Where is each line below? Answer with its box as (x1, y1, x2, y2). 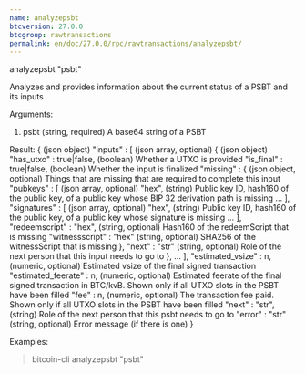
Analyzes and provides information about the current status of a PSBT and (9, 81, 289, 92)
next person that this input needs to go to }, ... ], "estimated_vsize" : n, (9, 251, 271, 262)
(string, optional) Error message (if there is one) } (9, 318, 194, 329)
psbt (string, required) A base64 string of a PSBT (22, 127, 207, 138)
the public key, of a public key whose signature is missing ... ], (9, 212, 242, 223)
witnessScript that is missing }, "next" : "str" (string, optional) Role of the (9, 241, 282, 252)
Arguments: (9, 109, 54, 119)
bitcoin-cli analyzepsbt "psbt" (31, 354, 144, 365)
